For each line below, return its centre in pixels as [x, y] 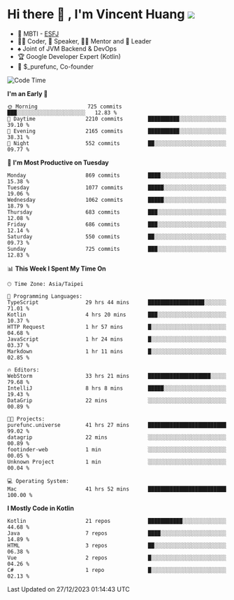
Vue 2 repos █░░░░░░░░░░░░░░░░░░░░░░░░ [117, 558]
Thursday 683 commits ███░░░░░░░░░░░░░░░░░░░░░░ [117, 212]
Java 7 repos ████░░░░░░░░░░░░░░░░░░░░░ [117, 533]
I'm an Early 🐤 [28, 93]
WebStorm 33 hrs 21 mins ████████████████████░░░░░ [117, 376]
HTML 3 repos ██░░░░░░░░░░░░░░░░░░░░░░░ [117, 545]
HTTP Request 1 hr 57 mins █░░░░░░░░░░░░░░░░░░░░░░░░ [117, 327]
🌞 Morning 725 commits [65, 107]
